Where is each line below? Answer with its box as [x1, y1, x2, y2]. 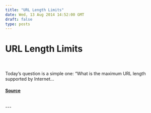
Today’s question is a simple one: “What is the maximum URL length [5, 71, 146, 77]
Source [5, 87, 21, 93]
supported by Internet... [5, 76, 54, 82]
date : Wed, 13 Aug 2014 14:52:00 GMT [5, 12, 85, 17]
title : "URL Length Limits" [5, 7, 64, 13]
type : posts [5, 21, 30, 27]
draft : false [5, 17, 33, 22]
